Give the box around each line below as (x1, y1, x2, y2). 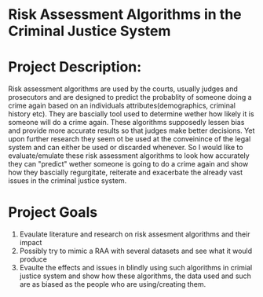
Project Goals (8, 203, 98, 222)
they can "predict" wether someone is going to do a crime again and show (8, 159, 249, 169)
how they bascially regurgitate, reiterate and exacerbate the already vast (8, 167, 243, 178)
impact (19, 238, 42, 247)
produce (19, 255, 47, 264)
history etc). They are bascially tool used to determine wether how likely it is (8, 109, 254, 119)
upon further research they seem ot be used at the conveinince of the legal (8, 134, 251, 144)
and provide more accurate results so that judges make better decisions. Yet (8, 126, 255, 135)
